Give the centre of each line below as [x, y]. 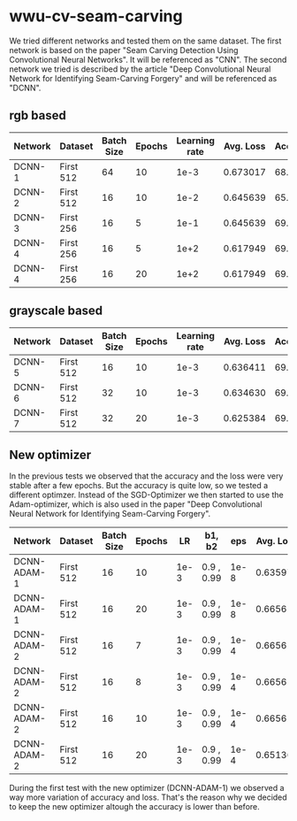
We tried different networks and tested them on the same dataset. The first [145, 41]
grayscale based [56, 311]
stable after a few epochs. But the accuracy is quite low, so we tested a [139, 486]
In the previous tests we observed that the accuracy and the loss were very [146, 476]
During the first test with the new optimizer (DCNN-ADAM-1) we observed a [147, 788]
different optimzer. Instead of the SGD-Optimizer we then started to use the [147, 495]
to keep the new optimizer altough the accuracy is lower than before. [135, 807]
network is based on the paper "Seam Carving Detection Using [124, 50]
